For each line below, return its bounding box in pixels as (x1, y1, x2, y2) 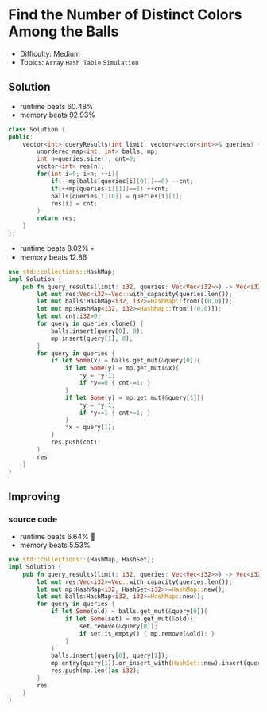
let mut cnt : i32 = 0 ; (37, 312, 102, 320)
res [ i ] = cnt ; (50, 199, 98, 208)
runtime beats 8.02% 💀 (19, 243, 95, 252)
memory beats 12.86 (19, 252, 87, 262)
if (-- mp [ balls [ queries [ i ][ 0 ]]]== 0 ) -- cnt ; (50, 177, 194, 185)
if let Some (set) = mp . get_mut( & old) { (64, 615, 194, 623)
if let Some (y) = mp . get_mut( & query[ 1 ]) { (64, 393, 204, 401)
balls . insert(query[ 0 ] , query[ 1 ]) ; (50, 651, 169, 660)
